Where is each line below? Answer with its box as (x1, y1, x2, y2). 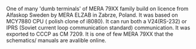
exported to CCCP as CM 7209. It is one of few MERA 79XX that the (6, 30, 174, 38)
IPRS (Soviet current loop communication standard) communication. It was (6, 24, 191, 31)
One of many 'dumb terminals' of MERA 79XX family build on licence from (6, 5, 189, 12)
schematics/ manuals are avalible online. (6, 37, 107, 44)
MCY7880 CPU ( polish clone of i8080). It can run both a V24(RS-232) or (6, 18, 187, 24)
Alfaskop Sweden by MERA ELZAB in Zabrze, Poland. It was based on (6, 11, 179, 19)
